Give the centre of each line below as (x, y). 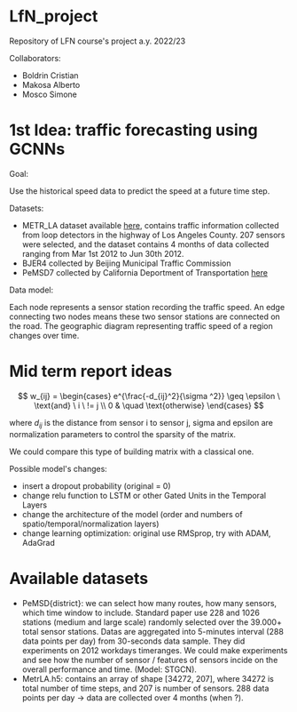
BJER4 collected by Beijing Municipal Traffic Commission (126, 263)
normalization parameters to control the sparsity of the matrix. (123, 434)
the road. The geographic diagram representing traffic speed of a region (141, 325)
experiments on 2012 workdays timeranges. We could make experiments (155, 650)
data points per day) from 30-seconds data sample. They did (133, 641)
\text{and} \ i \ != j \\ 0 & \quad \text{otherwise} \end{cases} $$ (149, 405)
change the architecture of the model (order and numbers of (132, 514)
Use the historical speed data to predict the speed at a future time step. (140, 191)
